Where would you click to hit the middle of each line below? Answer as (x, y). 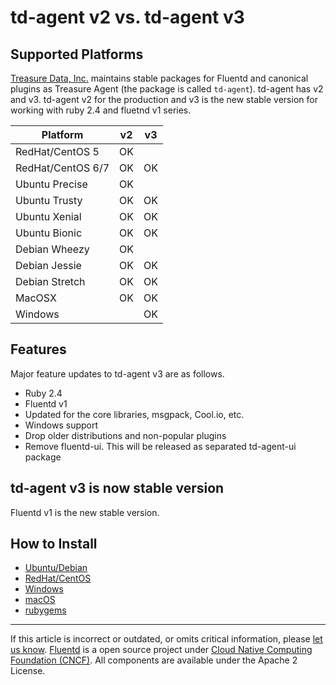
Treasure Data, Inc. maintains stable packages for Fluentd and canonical (159, 78)
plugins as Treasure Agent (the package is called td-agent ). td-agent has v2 (167, 89)
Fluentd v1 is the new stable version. (85, 512)
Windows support (61, 425)
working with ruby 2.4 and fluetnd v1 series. (101, 110)
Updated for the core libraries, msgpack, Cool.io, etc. (134, 414)
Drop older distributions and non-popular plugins (125, 435)
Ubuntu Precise (51, 184)
